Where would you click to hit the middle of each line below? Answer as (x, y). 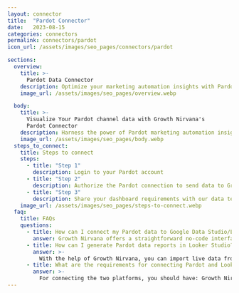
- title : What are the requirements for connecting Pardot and (122, 265)
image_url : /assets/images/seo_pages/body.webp (92, 139)
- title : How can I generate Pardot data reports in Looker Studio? (130, 245)
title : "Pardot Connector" (49, 21)
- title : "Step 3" (53, 192)
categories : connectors (43, 34)
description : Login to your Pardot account (98, 173)
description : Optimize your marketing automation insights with (117, 86)
